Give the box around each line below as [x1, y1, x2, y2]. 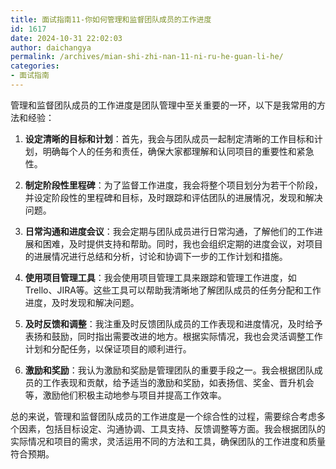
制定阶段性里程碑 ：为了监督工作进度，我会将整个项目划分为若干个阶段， [24, 179, 323, 191]
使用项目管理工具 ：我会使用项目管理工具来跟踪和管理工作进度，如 [24, 271, 297, 283]
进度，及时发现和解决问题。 [24, 296, 140, 308]
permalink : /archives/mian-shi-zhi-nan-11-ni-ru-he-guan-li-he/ [10, 52, 284, 62]
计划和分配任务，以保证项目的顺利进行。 [24, 342, 192, 355]
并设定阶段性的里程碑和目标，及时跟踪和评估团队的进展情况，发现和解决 [24, 191, 323, 203]
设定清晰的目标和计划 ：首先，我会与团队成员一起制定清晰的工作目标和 [24, 132, 315, 145]
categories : [10, 61, 60, 71]
